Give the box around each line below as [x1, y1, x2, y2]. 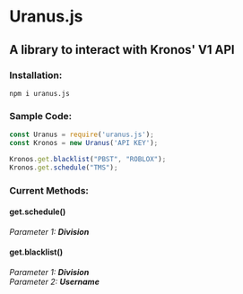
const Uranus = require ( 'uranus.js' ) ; [9, 130, 154, 140]
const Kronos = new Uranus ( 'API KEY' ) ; [9, 139, 159, 148]
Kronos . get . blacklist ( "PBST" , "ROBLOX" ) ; [9, 154, 167, 163]
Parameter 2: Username [9, 276, 100, 287]
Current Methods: [9, 184, 90, 196]
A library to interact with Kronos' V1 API [9, 42, 235, 57]
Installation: [9, 69, 63, 82]
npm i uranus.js [9, 89, 70, 98]
